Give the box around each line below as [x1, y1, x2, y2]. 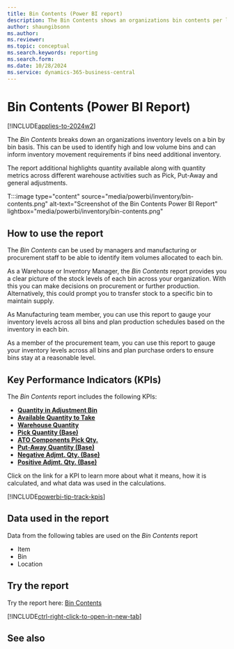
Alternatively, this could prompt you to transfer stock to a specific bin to [7, 290, 213, 298]
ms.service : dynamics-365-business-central [7, 69, 136, 76]
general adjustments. [7, 179, 68, 187]
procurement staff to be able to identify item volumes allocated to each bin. [7, 253, 224, 262]
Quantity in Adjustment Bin [17, 406, 97, 415]
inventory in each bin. [7, 325, 70, 334]
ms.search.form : [7, 56, 54, 63]
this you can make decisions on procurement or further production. [7, 282, 201, 290]
